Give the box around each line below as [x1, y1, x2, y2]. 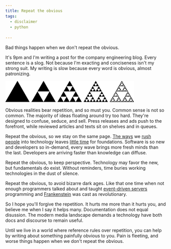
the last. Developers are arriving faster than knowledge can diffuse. [5, 150, 147, 156]
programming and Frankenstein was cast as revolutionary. [5, 191, 128, 197]
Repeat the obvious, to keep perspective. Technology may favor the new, [5, 160, 159, 166]
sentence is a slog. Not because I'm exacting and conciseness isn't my [5, 60, 155, 66]
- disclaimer [10, 19, 38, 24]
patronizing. [5, 71, 31, 77]
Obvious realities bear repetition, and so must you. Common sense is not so [5, 107, 164, 114]
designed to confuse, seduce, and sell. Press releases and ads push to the [5, 118, 162, 124]
